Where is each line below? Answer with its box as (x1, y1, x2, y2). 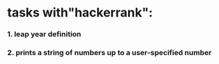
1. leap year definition (7, 30, 81, 39)
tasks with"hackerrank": (7, 5, 153, 21)
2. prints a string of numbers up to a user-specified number (7, 48, 212, 58)
